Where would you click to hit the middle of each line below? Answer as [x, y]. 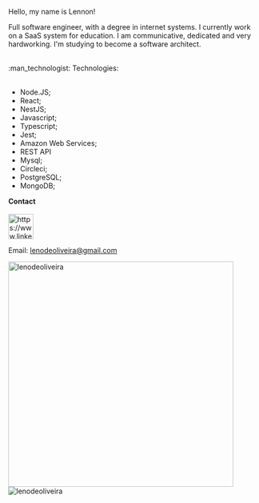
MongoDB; [38, 186]
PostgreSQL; [41, 177]
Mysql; [31, 160]
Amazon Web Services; [58, 143]
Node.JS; [35, 92]
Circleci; [34, 169]
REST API [36, 152]
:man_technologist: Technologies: [64, 68]
